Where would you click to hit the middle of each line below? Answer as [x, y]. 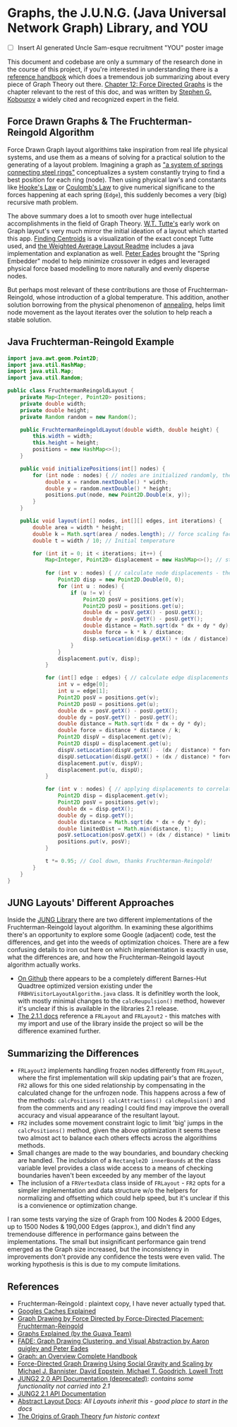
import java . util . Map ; [41, 371]
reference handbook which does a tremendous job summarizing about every [119, 77]
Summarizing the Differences [73, 1053]
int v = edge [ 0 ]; [83, 685]
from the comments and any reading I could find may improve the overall [123, 1108]
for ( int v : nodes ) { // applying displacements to [124, 789]
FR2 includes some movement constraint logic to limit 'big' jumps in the [120, 1123]
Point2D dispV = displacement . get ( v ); [115, 737]
